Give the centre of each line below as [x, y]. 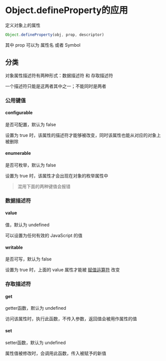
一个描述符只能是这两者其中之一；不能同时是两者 [56, 86]
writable [14, 247]
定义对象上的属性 [23, 25]
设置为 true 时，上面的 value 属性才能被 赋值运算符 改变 [63, 270]
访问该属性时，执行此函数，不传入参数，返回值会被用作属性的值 [71, 319]
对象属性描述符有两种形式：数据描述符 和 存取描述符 [59, 75]
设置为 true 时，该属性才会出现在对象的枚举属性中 [57, 175]
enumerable [18, 153]
